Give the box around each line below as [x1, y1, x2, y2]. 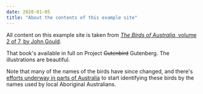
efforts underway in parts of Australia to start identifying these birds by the [6, 74, 194, 81]
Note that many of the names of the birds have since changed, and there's [6, 67, 193, 75]
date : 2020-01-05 [6, 8, 51, 15]
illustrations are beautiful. [6, 56, 70, 63]
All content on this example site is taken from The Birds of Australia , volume [6, 31, 197, 38]
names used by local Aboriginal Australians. [6, 80, 116, 88]
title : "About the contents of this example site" [6, 15, 138, 21]
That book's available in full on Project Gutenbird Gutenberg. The [6, 49, 169, 56]
